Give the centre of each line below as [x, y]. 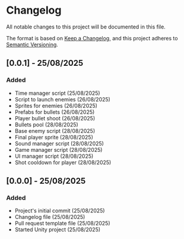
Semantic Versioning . [32, 44]
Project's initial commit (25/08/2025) [60, 211]
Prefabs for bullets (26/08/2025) [55, 112]
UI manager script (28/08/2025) [54, 156]
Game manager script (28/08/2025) [58, 149]
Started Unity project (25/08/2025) [58, 230]
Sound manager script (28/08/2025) [59, 144]
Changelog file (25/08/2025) [50, 217]
